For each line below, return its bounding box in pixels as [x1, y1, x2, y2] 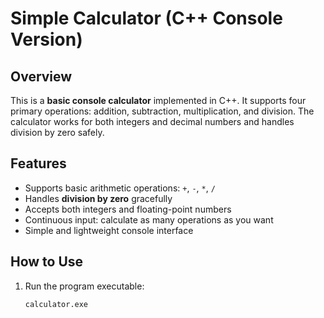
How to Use [10, 253, 84, 271]
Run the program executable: [24, 280, 145, 292]
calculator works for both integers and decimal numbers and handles [10, 116, 295, 127]
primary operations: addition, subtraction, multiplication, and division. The [10, 105, 315, 117]
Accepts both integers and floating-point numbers [24, 203, 232, 215]
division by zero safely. [10, 127, 105, 138]
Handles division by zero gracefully [24, 192, 173, 204]
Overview [10, 68, 73, 85]
